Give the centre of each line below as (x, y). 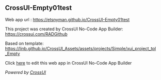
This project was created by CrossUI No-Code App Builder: (64, 29)
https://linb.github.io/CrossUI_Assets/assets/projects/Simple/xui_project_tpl (80, 48)
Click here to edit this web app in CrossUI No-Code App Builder (68, 63)
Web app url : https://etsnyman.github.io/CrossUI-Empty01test (67, 19)
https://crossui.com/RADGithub (36, 34)
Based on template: (24, 43)
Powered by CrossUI (25, 72)
